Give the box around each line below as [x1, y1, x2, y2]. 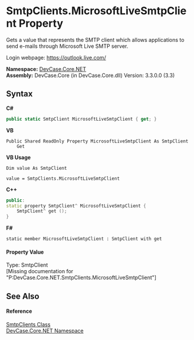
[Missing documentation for [6, 268, 74, 275]
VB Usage [6, 154, 31, 161]
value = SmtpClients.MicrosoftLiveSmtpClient [6, 176, 120, 182]
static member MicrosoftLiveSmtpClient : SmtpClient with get [6, 236, 162, 242]
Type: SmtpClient [6, 261, 48, 268]
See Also [6, 291, 40, 301]
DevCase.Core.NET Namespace [6, 327, 84, 334]
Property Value [6, 248, 44, 255]
